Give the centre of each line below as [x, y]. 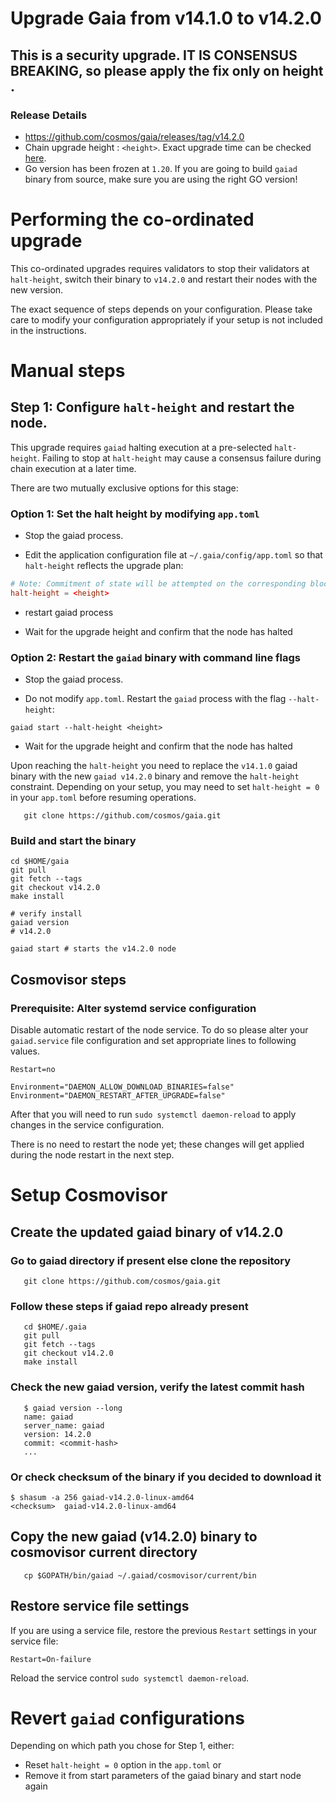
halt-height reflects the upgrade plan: [104, 566]
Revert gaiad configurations [127, 1718]
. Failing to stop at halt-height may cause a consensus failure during [179, 458]
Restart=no [33, 1070]
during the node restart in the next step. [92, 1155]
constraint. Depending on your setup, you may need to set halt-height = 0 [165, 787]
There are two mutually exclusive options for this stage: [124, 488]
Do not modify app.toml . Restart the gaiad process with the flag [155, 699]
